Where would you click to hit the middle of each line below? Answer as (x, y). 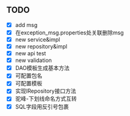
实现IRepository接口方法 (45, 91)
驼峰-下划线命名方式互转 (46, 99)
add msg (26, 25)
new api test (31, 53)
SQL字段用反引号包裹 (42, 106)
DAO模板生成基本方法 (42, 68)
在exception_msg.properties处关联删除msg (69, 33)
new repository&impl (41, 46)
